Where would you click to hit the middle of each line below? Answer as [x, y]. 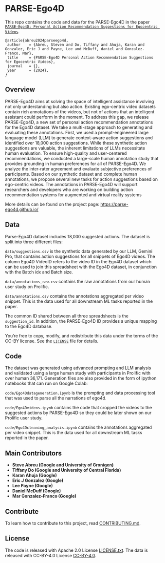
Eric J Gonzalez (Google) [38, 480]
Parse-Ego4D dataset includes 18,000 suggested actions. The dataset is [77, 236]
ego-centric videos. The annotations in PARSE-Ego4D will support [71, 184]
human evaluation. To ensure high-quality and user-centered [66, 153]
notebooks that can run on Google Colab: [46, 383]
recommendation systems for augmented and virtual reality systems [73, 195]
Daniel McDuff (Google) [37, 491]
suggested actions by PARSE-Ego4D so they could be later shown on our [78, 413]
